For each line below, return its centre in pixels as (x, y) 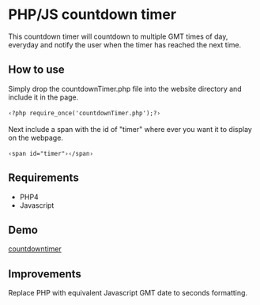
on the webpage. (36, 137)
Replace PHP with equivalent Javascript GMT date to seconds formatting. (128, 293)
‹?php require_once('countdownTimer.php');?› (84, 113)
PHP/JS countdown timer (92, 15)
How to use (36, 70)
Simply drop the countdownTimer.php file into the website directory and (125, 88)
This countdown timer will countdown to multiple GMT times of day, (118, 36)
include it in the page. (43, 97)
